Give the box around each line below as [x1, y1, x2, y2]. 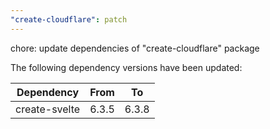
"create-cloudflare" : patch [10, 14, 128, 25]
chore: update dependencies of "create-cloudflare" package [10, 42, 260, 54]
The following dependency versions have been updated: [10, 61, 243, 73]
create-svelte [15, 102, 81, 116]
